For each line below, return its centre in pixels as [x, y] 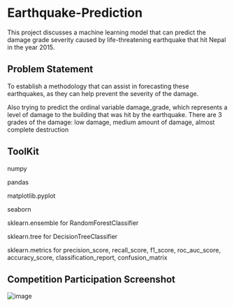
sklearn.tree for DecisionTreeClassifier [63, 236]
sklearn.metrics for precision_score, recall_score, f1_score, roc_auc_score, [114, 250]
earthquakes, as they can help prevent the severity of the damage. [103, 93]
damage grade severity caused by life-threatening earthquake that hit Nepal [117, 39]
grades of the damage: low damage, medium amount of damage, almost [111, 122]
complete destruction [38, 129]
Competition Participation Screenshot [92, 279]
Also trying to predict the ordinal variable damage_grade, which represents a [117, 107]
